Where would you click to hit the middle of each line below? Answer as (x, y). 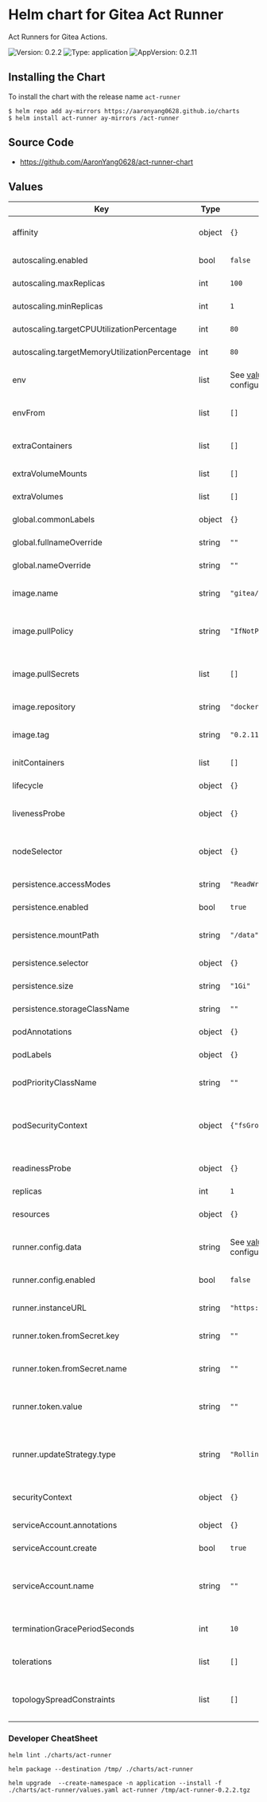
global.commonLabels (54, 520)
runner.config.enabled (54, 1280)
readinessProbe (42, 1168)
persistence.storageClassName (71, 1009)
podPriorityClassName (54, 1083)
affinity (25, 233)
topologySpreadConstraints (64, 1700)
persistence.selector (50, 963)
